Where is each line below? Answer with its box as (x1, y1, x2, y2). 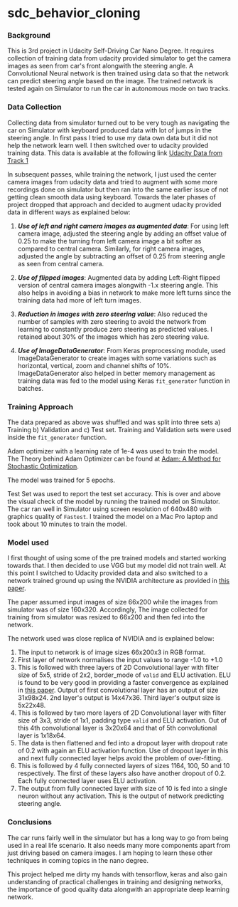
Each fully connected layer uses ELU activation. (17, 777, 158, 785)
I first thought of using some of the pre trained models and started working (7, 554, 227, 562)
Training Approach (7, 402, 73, 411)
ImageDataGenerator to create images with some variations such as (17, 354, 217, 362)
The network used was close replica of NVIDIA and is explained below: (7, 634, 215, 643)
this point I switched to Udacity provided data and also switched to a (7, 569, 208, 577)
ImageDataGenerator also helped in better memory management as (17, 369, 215, 377)
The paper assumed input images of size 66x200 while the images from (7, 598, 218, 607)
